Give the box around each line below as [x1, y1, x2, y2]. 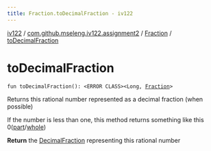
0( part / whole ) [7, 123, 47, 131]
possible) [7, 102, 34, 111]
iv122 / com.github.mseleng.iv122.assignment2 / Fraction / [7, 29, 172, 37]
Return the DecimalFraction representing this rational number [7, 136, 181, 144]
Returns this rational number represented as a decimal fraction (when [7, 95, 203, 103]
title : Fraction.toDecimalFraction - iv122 [7, 10, 134, 17]
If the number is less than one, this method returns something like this [7, 115, 204, 124]
